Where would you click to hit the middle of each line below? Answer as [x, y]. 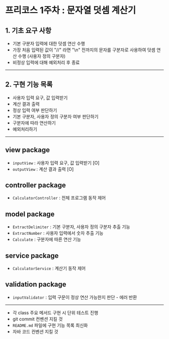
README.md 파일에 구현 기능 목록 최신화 [50, 325]
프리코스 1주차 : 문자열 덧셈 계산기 [71, 10]
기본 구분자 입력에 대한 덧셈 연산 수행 [49, 44]
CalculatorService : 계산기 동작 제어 [49, 268]
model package [30, 214]
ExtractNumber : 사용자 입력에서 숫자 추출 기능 [58, 233]
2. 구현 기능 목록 [29, 84]
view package [28, 150]
